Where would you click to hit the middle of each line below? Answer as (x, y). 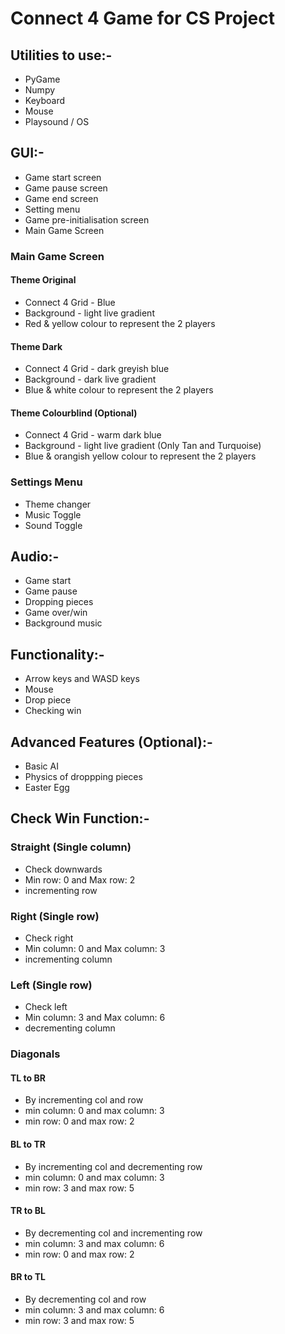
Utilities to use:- (61, 55)
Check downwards (63, 869)
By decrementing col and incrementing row (113, 1233)
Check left (46, 1007)
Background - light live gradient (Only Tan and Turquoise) (143, 446)
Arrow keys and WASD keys (82, 679)
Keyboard (45, 100)
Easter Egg (47, 788)
